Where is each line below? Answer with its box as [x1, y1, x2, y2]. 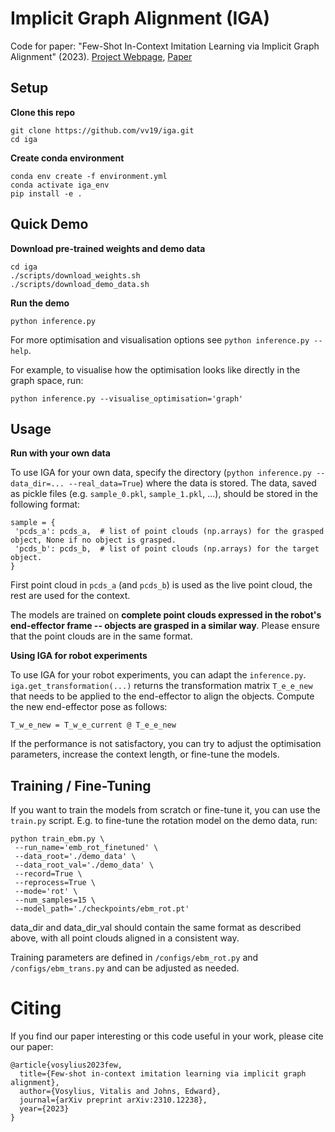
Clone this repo [10, 106, 76, 118]
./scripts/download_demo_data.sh [10, 279, 150, 289]
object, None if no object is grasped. [10, 535, 177, 546]
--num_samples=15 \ [14, 895, 97, 906]
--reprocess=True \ [14, 878, 97, 888]
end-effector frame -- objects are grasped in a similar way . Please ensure [10, 620, 320, 632]
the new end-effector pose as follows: [10, 701, 168, 713]
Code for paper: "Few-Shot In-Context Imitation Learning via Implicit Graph [10, 40, 320, 52]
